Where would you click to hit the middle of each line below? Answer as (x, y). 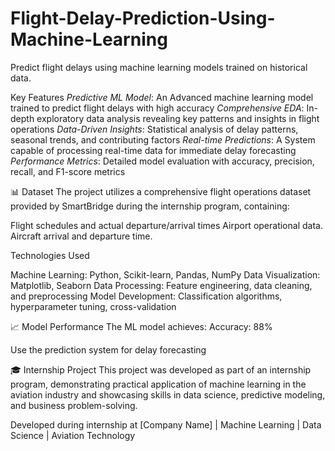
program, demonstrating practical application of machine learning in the (158, 384)
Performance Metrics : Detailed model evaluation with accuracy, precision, (162, 161)
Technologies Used (50, 255)
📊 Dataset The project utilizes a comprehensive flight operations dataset (161, 191)
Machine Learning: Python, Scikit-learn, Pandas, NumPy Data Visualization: (165, 274)
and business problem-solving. (74, 405)
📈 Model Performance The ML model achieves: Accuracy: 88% (141, 326)
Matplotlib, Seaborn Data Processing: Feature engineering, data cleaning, (161, 285)
